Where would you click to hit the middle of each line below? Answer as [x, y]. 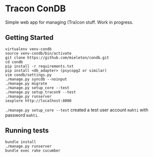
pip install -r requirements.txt [39, 66]
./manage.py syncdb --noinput [36, 79]
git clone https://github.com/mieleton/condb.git [57, 58]
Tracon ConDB [36, 9]
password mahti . [22, 115]
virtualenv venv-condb [28, 49]
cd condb [14, 62]
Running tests [27, 131]
